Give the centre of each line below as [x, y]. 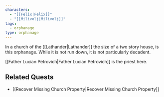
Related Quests [29, 77]
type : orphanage [22, 33]
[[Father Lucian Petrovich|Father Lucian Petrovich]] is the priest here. [76, 62]
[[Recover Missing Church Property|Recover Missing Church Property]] [86, 89]
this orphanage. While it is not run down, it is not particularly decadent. [78, 52]
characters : [17, 10]
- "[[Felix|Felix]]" [31, 14]
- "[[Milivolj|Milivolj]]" [38, 19]
